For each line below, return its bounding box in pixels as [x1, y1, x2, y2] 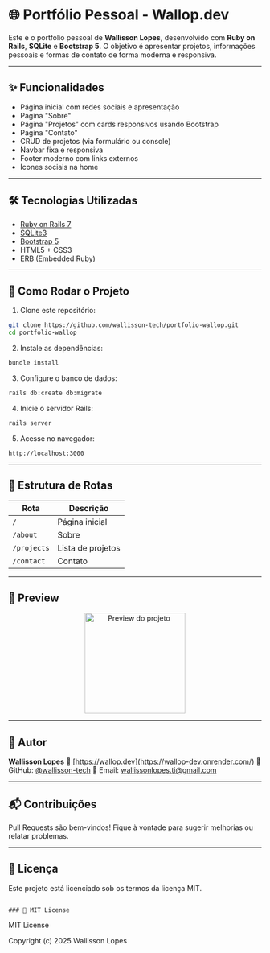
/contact [12, 556, 46, 565]
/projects [12, 543, 50, 552]
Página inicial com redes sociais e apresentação [19, 102, 180, 112]
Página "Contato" [19, 127, 78, 138]
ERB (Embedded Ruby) [19, 254, 96, 263]
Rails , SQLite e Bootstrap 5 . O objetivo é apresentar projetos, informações [8, 41, 256, 51]
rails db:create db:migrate [8, 389, 103, 397]
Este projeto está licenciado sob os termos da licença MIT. [8, 883, 202, 893]
